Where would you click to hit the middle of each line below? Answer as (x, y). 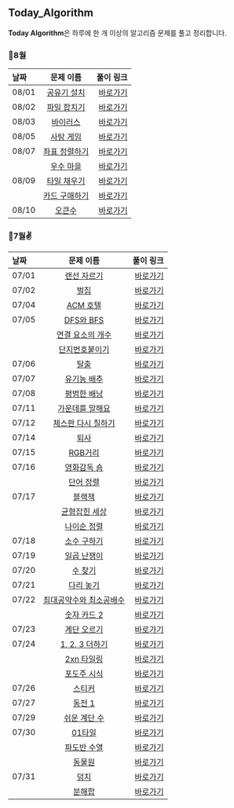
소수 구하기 (84, 542)
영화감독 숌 (84, 468)
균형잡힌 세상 (84, 512)
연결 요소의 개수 (84, 335)
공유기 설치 (66, 93)
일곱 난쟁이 (84, 556)
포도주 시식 (84, 674)
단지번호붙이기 (84, 350)
